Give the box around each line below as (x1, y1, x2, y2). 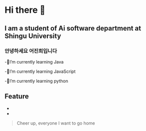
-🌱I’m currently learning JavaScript (4, 68, 76, 74)
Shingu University (4, 32, 61, 40)
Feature (4, 92, 29, 100)
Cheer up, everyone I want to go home (16, 120, 95, 126)
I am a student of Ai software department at (4, 24, 142, 33)
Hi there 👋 (4, 4, 45, 16)
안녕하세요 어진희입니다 (4, 47, 57, 54)
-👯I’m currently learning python (4, 78, 69, 84)
